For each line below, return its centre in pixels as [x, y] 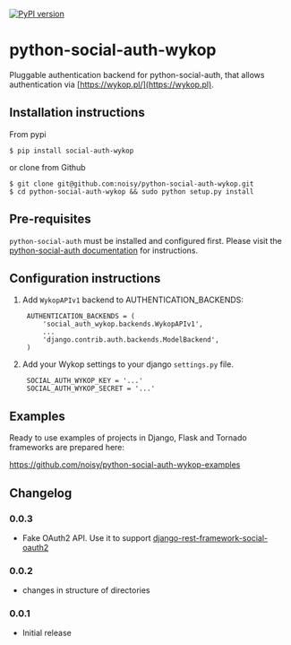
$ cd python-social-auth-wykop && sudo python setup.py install [132, 192]
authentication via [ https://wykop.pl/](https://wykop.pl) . [112, 84]
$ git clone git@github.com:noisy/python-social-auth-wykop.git [132, 184]
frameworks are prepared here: [67, 448]
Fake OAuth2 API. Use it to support [86, 537]
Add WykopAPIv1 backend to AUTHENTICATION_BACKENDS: [133, 300]
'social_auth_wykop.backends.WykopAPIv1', [123, 324]
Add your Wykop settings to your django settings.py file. [128, 364]
